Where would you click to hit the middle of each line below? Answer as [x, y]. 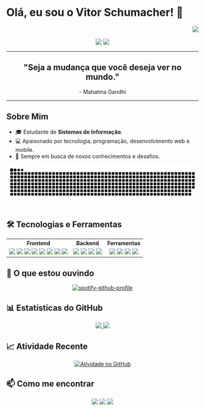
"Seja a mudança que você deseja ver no [103, 67]
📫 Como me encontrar [50, 384]
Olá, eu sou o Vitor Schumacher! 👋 [95, 13]
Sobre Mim [27, 117]
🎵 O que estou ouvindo [50, 273]
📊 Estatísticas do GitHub [55, 308]
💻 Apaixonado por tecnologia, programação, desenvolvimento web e [103, 141]
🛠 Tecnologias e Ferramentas [64, 224]
